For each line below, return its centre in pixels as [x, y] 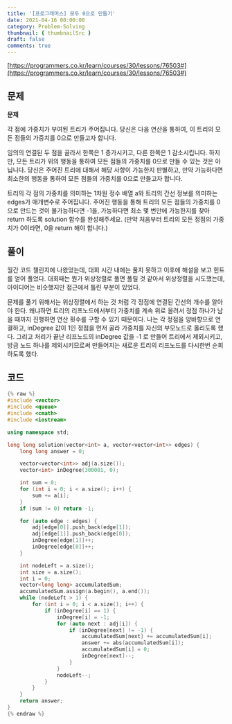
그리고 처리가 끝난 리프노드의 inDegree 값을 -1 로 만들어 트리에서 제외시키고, [119, 336]
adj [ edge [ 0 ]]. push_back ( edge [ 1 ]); [82, 527]
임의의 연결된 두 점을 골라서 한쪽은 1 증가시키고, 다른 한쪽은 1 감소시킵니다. [107, 152]
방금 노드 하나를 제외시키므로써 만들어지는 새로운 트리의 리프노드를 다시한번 [109, 345]
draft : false [26, 39]
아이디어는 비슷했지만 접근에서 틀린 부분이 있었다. [74, 287]
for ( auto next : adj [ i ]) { [97, 624]
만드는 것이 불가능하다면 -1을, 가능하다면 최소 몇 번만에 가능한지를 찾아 [115, 210]
